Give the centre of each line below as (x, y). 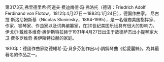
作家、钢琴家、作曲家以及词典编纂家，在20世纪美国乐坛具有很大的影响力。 (81, 26)
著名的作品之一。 (22, 55)
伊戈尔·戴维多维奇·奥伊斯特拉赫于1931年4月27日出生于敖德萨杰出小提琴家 (80, 32)
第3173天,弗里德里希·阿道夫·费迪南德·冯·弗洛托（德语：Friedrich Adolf (76, 7)
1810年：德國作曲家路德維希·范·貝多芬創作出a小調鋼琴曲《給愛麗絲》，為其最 (82, 48)
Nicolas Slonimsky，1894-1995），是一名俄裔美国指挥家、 (99, 19)
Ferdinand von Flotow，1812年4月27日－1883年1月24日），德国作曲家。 (77, 13)
